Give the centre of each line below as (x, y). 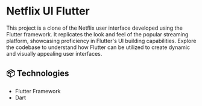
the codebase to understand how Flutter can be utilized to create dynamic (98, 47)
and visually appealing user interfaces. (54, 53)
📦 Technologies (38, 74)
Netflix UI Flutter (48, 11)
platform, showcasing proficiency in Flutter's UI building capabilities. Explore (101, 41)
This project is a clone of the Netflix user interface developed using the (94, 28)
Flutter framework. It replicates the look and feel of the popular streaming (97, 34)
